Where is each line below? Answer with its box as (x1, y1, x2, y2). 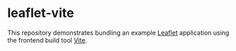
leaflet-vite (7, 5, 74, 21)
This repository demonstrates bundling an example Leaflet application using (7, 28, 230, 37)
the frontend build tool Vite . (7, 35, 87, 44)
